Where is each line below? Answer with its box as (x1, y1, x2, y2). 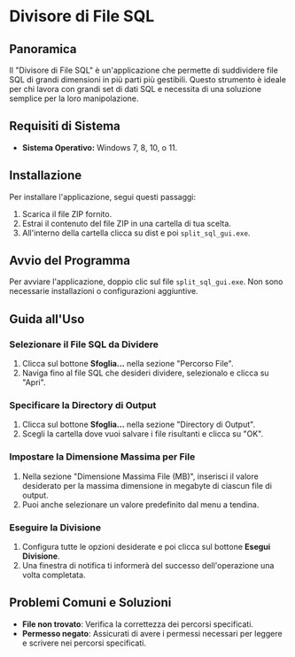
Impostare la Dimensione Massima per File (9, 451, 196, 463)
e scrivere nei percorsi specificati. (21, 638, 146, 648)
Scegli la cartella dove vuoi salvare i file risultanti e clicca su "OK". (21, 429, 264, 439)
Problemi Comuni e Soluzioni (9, 595, 172, 610)
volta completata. (21, 569, 86, 581)
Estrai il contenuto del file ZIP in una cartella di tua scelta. (21, 218, 232, 228)
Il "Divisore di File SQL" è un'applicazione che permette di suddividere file (9, 65, 279, 75)
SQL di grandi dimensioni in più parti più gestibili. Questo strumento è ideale (9, 74, 286, 85)
